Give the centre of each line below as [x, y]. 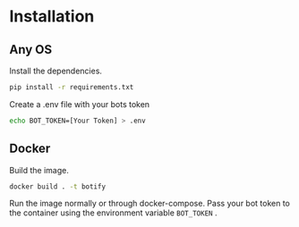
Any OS [30, 50]
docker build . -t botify [57, 186]
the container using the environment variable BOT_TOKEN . [113, 213]
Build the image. [39, 170]
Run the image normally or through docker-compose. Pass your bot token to [150, 204]
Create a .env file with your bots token [80, 104]
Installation [52, 17]
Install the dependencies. [56, 71]
